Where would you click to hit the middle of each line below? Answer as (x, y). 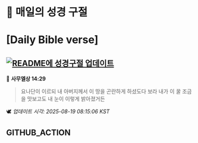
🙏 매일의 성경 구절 (47, 12)
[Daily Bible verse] (52, 40)
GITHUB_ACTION (39, 133)
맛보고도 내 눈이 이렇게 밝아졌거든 (66, 99)
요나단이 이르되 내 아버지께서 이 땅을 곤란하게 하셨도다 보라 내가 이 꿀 (101, 91)
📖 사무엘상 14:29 (26, 79)
